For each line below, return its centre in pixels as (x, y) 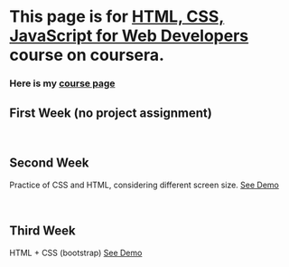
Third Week (42, 231)
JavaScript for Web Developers (129, 36)
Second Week (49, 163)
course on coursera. (87, 55)
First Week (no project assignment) (111, 113)
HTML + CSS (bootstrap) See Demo (76, 253)
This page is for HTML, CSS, (117, 17)
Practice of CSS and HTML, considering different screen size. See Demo (144, 185)
